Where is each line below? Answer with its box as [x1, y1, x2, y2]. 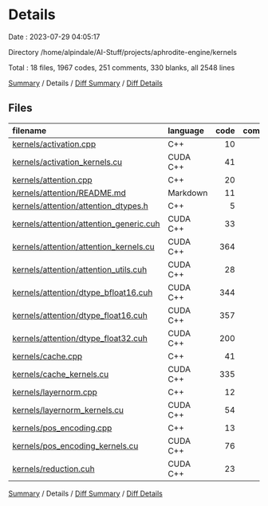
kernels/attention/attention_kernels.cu [12, 241, 155, 252]
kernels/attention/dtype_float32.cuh [12, 332, 148, 343]
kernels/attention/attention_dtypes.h [12, 200, 149, 211]
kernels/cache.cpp [12, 351, 83, 362]
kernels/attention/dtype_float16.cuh [12, 309, 148, 320]
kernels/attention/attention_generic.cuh [12, 218, 160, 229]
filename [12, 125, 47, 136]
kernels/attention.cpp [12, 174, 93, 185]
